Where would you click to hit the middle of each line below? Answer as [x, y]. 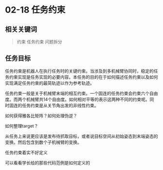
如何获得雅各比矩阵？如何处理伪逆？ [41, 115]
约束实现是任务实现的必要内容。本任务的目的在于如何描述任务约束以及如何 [83, 77]
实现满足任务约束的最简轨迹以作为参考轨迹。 [50, 83]
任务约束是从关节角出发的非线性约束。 [60, 105]
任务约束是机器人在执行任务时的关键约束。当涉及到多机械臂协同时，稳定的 [79, 71]
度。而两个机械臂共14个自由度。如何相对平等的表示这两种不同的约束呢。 [77, 99]
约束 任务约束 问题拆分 [39, 42]
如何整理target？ [22, 126]
